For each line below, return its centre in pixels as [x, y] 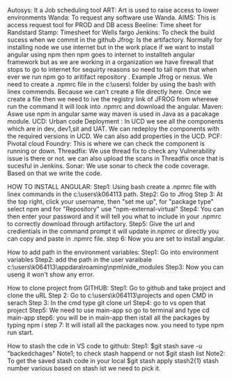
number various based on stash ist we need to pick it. [84, 368]
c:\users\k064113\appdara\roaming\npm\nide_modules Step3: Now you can [116, 267]
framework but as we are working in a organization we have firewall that [110, 62]
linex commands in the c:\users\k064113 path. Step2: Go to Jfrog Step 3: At [115, 194]
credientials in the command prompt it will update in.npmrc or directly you [113, 231]
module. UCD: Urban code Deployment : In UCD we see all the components [116, 121]
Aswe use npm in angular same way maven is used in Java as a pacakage [113, 114]
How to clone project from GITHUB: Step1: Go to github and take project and [116, 288]
